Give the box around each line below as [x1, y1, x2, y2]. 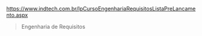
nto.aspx [6, 11, 29, 19]
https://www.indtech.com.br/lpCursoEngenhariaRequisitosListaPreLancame [6, 5, 196, 12]
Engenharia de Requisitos [21, 23, 86, 30]
